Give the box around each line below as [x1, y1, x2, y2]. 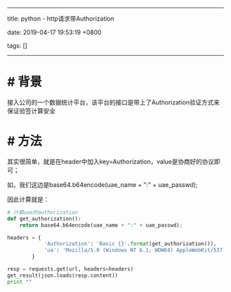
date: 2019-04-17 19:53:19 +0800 [7, 28, 102, 36]
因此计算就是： [7, 195, 49, 203]
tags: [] [7, 42, 27, 49]
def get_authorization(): [7, 215, 81, 222]
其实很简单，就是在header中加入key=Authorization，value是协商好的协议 [7, 157, 214, 166]
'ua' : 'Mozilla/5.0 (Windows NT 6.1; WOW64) [43, 247, 174, 254]
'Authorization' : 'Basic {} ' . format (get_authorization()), [43, 240, 217, 247]
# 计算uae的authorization [7, 209, 78, 216]
